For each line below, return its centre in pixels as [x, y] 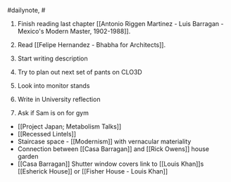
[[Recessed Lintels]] [46, 134]
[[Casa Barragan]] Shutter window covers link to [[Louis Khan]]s [111, 164]
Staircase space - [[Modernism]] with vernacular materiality [104, 141]
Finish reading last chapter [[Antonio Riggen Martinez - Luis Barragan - [120, 24]
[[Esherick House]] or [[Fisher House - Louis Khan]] [93, 171]
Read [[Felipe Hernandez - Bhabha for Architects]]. [92, 45]
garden [28, 156]
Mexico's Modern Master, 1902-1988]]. [74, 31]
